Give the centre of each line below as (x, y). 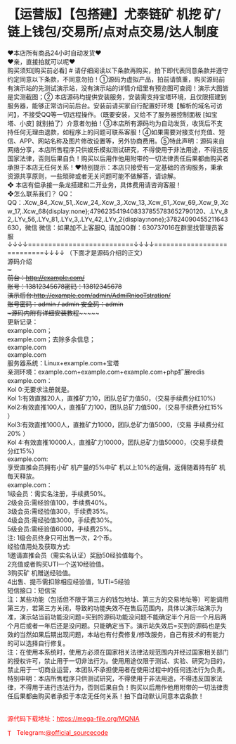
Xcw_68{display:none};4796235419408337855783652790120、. (118, 211)
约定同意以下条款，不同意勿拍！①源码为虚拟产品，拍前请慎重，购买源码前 (116, 79)
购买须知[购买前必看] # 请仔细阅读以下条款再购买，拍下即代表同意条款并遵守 (118, 70)
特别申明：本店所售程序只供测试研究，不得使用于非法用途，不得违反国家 (112, 678)
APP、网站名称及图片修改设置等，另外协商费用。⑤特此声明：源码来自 (122, 141)
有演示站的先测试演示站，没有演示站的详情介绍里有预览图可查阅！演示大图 (115, 88)
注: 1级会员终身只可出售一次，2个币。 (61, 537)
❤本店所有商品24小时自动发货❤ (54, 53)
